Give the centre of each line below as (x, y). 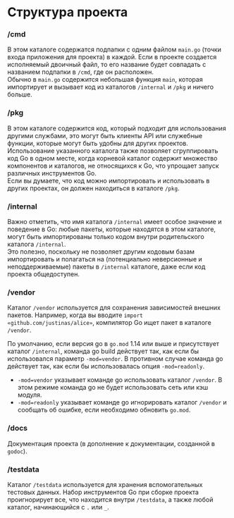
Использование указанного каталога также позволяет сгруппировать (113, 150)
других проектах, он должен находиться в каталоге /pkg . (93, 188)
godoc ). (17, 451)
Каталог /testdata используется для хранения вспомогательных (105, 484)
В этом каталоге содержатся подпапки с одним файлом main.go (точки (115, 49)
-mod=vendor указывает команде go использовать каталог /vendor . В (120, 380)
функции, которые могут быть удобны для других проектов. (98, 143)
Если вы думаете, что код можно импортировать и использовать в (109, 180)
